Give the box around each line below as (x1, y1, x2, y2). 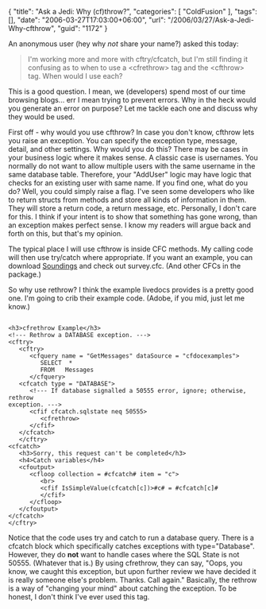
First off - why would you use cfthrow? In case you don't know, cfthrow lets (8, 127, 255, 137)
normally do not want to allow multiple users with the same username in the (8, 161, 256, 170)
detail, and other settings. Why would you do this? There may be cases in (8, 145, 249, 153)
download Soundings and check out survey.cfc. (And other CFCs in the (8, 262, 241, 270)
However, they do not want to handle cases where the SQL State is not (8, 550, 240, 559)
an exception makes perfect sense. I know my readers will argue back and (8, 220, 252, 230)
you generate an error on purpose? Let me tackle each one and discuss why (8, 103, 258, 113)
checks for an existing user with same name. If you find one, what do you (8, 178, 249, 188)
